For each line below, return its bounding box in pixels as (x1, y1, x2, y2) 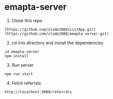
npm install (4, 53, 29, 59)
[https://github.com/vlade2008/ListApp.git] (4, 27, 96, 32)
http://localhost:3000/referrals (4, 89, 72, 94)
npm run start (4, 71, 33, 77)
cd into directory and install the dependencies (11, 40, 104, 45)
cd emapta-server (4, 49, 40, 54)
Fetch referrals (11, 80, 41, 86)
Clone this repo (11, 18, 42, 23)
